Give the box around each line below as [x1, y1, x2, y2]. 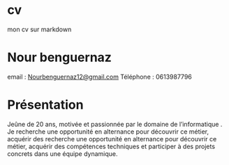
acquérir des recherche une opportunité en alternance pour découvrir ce [7, 134, 217, 143]
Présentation [7, 97, 84, 113]
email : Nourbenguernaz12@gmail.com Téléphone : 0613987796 [7, 72, 192, 81]
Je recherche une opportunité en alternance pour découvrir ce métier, [7, 127, 209, 136]
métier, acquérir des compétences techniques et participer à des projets [7, 142, 215, 150]
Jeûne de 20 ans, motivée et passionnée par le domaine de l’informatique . [7, 120, 223, 128]
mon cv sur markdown [7, 25, 72, 33]
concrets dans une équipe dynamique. [7, 149, 118, 158]
